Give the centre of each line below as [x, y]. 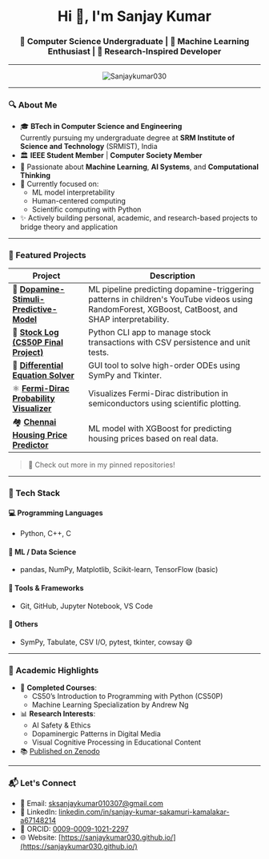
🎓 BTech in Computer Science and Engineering [101, 126]
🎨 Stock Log [36, 333]
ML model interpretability [73, 192]
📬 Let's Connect [42, 783]
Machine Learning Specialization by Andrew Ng [110, 705]
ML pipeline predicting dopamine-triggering [171, 289]
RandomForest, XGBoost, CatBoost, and [163, 309]
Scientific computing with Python [86, 209]
